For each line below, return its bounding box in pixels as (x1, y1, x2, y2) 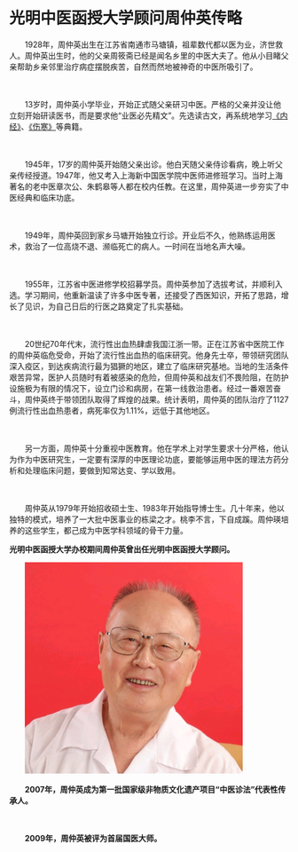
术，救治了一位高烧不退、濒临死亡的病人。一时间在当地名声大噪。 (9, 241, 250, 251)
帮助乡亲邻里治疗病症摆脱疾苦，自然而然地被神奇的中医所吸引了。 (16, 61, 258, 72)
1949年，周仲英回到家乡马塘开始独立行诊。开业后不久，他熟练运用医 (24, 230, 277, 241)
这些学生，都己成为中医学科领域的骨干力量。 (24, 525, 188, 535)
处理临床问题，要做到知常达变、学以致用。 (24, 465, 180, 476)
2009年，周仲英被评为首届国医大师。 (25, 832, 162, 843)
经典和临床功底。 (16, 192, 80, 202)
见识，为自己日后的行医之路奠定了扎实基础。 (24, 301, 188, 312)
